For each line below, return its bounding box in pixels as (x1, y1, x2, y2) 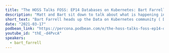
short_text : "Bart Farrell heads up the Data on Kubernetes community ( (5, 17, 161, 22)
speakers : (5, 36, 26, 41)
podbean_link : (5, 26, 35, 31)
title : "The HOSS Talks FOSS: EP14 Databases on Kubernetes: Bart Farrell (5, 7, 165, 13)
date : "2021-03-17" (5, 21, 46, 27)
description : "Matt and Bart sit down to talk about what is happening (5, 12, 158, 17)
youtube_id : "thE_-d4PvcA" (5, 31, 62, 36)
